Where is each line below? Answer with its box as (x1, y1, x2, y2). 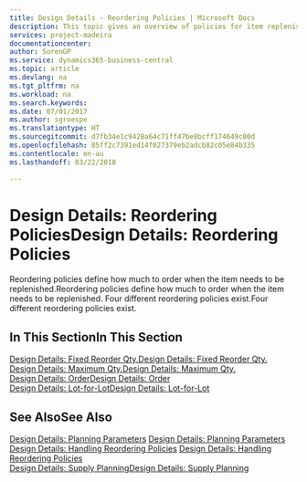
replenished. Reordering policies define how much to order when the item (9, 284, 285, 295)
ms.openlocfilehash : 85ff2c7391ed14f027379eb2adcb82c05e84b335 (9, 141, 256, 150)
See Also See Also (9, 409, 112, 424)
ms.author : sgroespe (9, 115, 89, 124)
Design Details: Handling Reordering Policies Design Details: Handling (9, 444, 272, 455)
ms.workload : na (9, 89, 71, 99)
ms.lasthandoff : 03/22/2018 (9, 157, 117, 167)
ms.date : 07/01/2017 (9, 107, 89, 116)
